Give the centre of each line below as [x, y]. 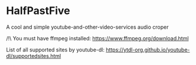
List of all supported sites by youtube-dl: [55, 49]
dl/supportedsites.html [34, 56]
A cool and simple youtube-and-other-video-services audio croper [87, 27]
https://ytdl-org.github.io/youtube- [148, 49]
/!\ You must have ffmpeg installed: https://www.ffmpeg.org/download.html [97, 38]
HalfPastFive [38, 11]
